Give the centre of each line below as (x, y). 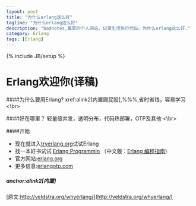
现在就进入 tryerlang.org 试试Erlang (57, 144)
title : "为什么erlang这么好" (39, 17)
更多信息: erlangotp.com (44, 166)
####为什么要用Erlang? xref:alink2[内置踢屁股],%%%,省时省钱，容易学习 (96, 99)
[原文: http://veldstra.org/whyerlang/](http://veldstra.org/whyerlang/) (90, 197)
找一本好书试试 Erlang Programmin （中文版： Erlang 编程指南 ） (92, 151)
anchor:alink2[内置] (31, 180)
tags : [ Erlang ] (25, 39)
